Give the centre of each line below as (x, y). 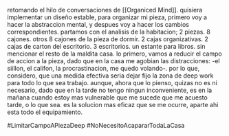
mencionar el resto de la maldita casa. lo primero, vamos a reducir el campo (115, 54)
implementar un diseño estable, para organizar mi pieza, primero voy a (107, 17)
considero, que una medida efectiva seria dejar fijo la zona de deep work (110, 76)
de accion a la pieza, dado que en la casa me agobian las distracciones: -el (113, 61)
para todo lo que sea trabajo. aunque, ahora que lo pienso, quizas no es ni (112, 83)
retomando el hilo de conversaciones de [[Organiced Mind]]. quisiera (105, 10)
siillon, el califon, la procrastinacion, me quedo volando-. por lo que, (103, 68)
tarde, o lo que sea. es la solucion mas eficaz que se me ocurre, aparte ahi (113, 105)
